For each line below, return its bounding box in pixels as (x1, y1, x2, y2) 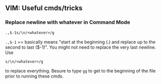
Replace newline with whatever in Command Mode (5, 19, 131, 26)
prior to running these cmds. (5, 73, 64, 79)
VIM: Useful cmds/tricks (5, 4, 83, 12)
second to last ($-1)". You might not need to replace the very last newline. (5, 44, 156, 50)
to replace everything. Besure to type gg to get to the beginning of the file (5, 68, 156, 74)
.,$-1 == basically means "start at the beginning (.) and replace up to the (5, 39, 156, 45)
